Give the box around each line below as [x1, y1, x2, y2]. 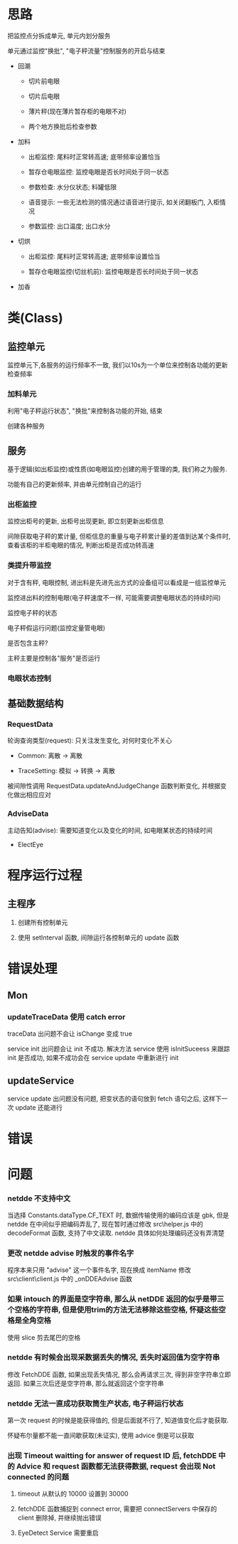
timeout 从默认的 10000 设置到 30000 [17, 1489, 129, 1498]
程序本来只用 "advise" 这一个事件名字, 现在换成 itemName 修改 [7, 1266, 191, 1274]
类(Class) [7, 310, 64, 326]
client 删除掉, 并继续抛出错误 [17, 1513, 102, 1522]
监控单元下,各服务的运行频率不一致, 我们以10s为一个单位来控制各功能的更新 [7, 360, 228, 369]
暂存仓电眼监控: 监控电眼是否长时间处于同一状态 [28, 167, 169, 176]
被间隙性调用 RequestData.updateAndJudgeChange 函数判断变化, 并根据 [7, 782, 221, 790]
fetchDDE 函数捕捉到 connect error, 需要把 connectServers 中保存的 [17, 1505, 217, 1513]
